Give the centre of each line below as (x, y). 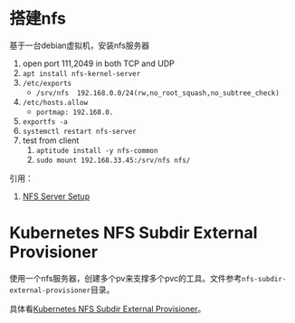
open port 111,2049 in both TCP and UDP (98, 63)
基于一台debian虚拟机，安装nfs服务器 (80, 45)
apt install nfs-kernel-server (81, 73)
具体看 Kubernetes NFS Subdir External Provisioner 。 (108, 309)
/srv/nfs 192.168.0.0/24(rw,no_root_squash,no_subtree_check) (158, 93)
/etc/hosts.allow (55, 102)
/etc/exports (47, 83)
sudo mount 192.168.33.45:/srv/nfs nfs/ (113, 160)
